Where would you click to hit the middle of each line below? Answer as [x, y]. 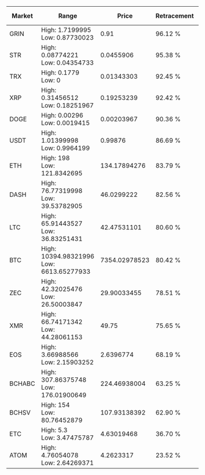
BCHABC [22, 384]
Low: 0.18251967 [67, 105]
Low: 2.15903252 [67, 362]
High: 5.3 [54, 430]
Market [22, 16]
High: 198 [56, 158]
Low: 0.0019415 [66, 123]
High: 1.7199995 [66, 30]
